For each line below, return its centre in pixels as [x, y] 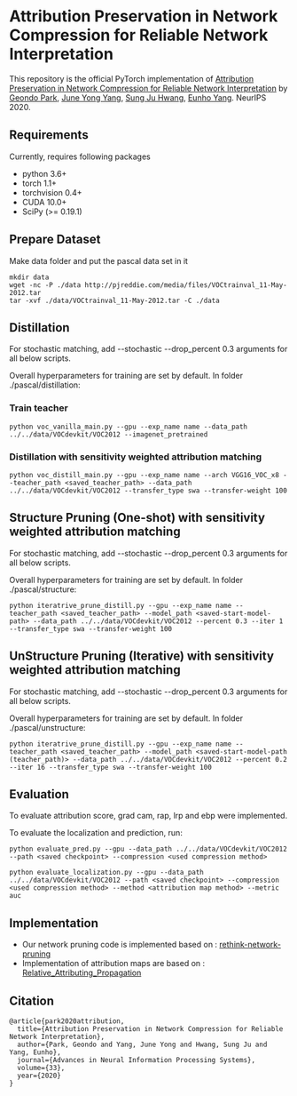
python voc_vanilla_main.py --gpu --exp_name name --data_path [129, 427]
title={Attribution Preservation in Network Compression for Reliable [150, 1029]
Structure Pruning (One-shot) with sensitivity [137, 518]
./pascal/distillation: [45, 385]
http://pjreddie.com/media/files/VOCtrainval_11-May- [186, 285]
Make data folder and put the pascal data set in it [99, 260]
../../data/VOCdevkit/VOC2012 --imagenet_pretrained [109, 434]
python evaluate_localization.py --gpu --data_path [106, 873]
